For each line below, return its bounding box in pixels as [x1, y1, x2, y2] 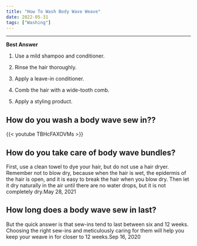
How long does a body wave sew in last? [6, 205, 157, 215]
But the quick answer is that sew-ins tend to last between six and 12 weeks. [6, 221, 189, 228]
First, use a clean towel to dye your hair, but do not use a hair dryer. [6, 163, 169, 170]
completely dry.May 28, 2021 [6, 188, 76, 195]
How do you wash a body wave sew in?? [6, 115, 156, 125]
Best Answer [6, 41, 38, 48]
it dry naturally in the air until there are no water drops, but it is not [6, 182, 166, 188]
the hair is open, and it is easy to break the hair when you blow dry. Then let [6, 176, 189, 183]
